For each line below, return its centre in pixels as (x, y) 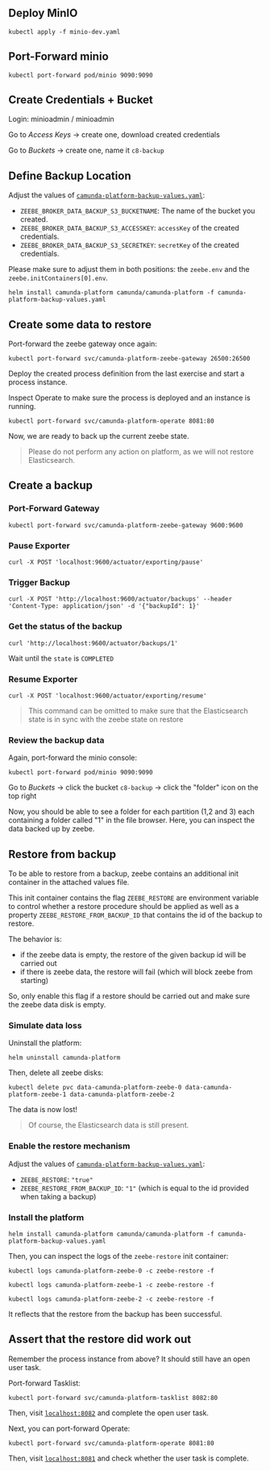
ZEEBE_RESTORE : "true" (56, 1179)
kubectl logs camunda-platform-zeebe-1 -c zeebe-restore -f (112, 1285)
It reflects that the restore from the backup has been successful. (115, 1314)
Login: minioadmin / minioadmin (61, 119)
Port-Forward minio (58, 57)
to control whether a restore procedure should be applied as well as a (124, 906)
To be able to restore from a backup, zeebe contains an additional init (124, 873)
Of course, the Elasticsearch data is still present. (108, 1125)
